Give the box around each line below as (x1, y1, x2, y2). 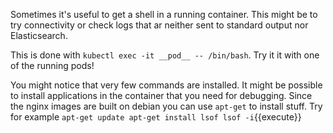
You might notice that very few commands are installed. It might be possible (10, 79, 323, 91)
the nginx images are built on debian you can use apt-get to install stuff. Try (10, 100, 323, 112)
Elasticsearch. (10, 30, 68, 41)
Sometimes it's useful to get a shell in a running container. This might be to (10, 9, 318, 20)
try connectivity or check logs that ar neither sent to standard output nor (10, 19, 309, 31)
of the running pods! (10, 60, 95, 71)
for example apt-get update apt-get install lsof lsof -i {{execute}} (10, 111, 302, 123)
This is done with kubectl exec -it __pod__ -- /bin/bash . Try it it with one (10, 49, 320, 61)
